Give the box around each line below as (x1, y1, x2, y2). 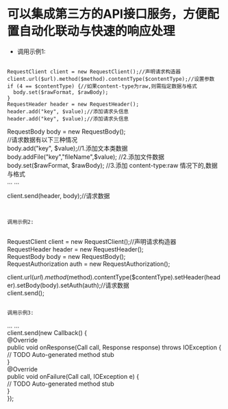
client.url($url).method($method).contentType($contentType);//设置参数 (7, 75, 215, 82)
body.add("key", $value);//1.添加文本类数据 (7, 144, 128, 152)
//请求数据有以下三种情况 (7, 135, 78, 144)
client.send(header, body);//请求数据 (7, 191, 110, 199)
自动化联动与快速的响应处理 (19, 23, 176, 39)
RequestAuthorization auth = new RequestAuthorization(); (7, 260, 170, 268)
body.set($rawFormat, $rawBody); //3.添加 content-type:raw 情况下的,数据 (7, 161, 218, 169)
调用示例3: (7, 309, 34, 316)
